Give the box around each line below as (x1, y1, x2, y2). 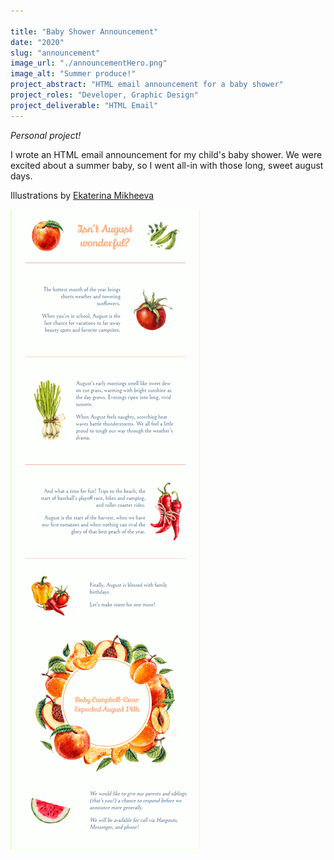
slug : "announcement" (10, 48, 101, 58)
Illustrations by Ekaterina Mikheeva (10, 189, 155, 201)
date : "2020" (10, 37, 65, 47)
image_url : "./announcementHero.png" (10, 58, 168, 69)
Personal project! (10, 129, 82, 141)
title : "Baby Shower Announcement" (10, 26, 159, 37)
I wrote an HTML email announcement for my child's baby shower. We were (10, 148, 323, 160)
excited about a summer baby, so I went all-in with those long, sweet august (10, 159, 324, 171)
